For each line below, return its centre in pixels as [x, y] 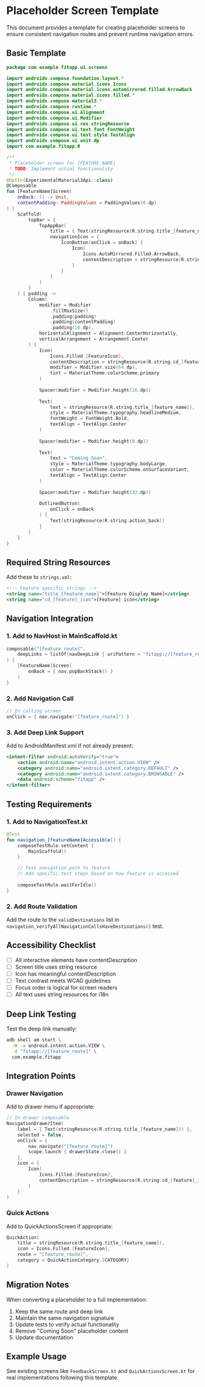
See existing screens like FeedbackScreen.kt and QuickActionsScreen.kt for [101, 1371]
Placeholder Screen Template [83, 11]
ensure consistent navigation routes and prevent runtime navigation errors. [100, 34]
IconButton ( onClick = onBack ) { [102, 243]
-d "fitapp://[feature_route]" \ [54, 1051]
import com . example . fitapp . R [43, 147]
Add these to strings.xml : [39, 577]
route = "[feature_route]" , [53, 1255]
